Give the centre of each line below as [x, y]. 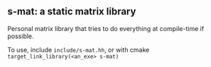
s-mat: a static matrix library [72, 12]
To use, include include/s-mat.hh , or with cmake [79, 49]
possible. [21, 36]
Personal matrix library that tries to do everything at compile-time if [106, 28]
